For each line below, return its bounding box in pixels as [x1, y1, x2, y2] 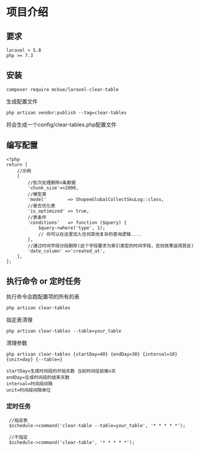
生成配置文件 [6, 97, 38, 105]
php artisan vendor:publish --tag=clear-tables [6, 109, 127, 115]
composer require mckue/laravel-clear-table [6, 86, 119, 93]
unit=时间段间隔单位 [6, 387, 51, 394]
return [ [6, 161, 28, 167]
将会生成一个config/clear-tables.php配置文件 [6, 121, 117, 128]
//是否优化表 [27, 203, 56, 209]
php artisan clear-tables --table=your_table [6, 328, 121, 334]
